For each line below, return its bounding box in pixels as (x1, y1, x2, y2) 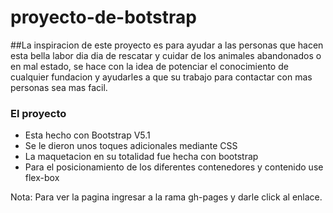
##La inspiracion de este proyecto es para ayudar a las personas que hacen (10, 39, 324, 51)
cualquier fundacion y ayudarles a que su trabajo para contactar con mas (10, 71, 313, 83)
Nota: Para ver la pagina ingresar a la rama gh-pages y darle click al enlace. (10, 191, 323, 203)
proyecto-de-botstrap (10, 6, 197, 29)
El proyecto (10, 106, 67, 120)
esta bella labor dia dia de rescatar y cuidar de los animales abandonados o (10, 49, 322, 61)
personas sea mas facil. (10, 81, 108, 93)
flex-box (24, 172, 60, 184)
